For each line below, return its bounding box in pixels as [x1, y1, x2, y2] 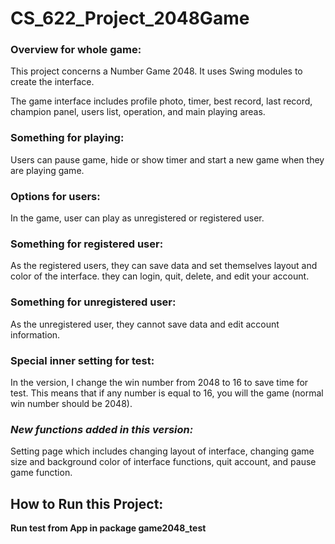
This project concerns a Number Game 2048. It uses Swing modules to [10, 65, 303, 77]
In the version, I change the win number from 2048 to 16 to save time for [10, 376, 309, 388]
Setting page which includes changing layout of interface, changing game [10, 445, 315, 457]
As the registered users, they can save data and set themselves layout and [10, 260, 318, 272]
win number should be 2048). [10, 397, 133, 409]
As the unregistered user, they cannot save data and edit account [10, 318, 280, 330]
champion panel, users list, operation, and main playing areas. [10, 106, 266, 118]
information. [10, 328, 61, 341]
